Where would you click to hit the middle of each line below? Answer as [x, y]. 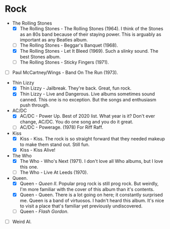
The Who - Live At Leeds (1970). [54, 172]
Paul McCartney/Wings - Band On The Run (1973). [65, 73]
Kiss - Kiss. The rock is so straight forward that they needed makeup [92, 138]
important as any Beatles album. [54, 40]
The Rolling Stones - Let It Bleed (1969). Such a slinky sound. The [89, 51]
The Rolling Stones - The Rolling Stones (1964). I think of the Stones [91, 28]
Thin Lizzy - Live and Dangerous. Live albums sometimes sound [87, 94]
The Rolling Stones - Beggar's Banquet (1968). [69, 45]
